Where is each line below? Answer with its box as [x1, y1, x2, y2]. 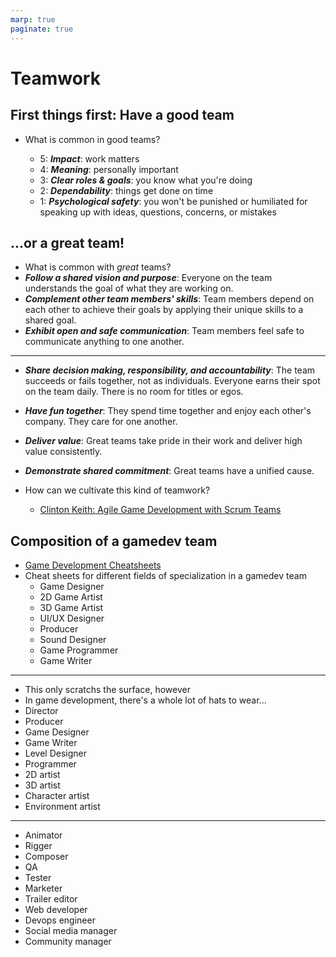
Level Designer [24, 747, 88, 760]
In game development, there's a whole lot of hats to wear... [24, 694, 267, 706]
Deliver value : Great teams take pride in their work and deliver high [24, 435, 303, 447]
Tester [24, 872, 52, 884]
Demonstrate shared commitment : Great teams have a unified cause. [24, 465, 315, 477]
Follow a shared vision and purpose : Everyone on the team [24, 272, 273, 284]
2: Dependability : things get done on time [39, 184, 214, 196]
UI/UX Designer [39, 612, 105, 625]
